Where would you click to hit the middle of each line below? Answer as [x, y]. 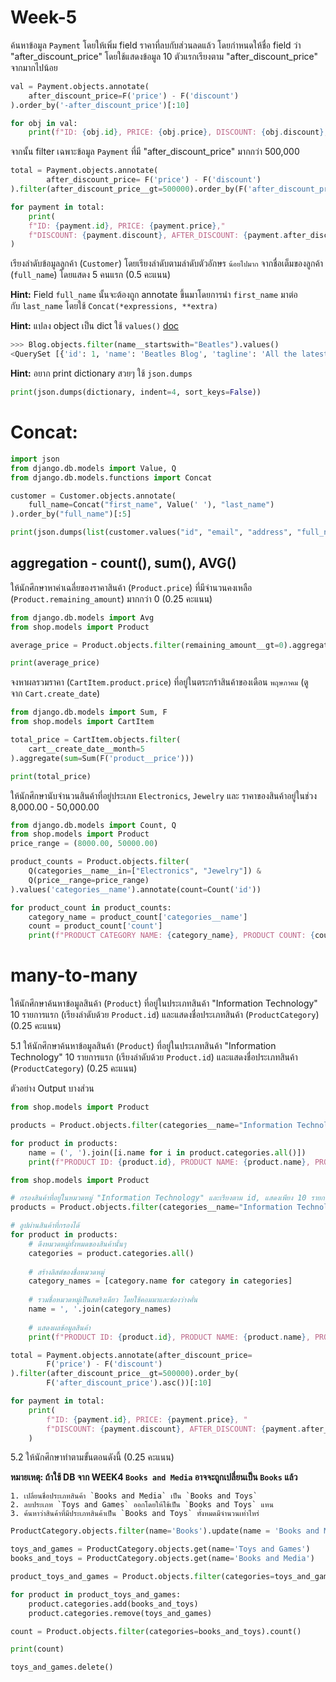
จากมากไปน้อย [34, 67]
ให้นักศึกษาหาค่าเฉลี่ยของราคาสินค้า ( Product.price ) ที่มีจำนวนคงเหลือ [131, 587]
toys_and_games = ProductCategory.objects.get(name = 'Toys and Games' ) [160, 1549]
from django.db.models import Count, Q [93, 825]
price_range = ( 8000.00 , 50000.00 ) [84, 844]
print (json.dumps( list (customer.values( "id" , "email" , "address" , [151, 532]
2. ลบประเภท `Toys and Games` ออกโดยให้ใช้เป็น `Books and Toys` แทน [142, 1505]
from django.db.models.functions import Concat [111, 477]
